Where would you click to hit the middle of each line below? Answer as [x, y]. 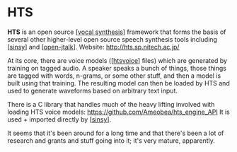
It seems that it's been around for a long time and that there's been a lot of [116, 133]
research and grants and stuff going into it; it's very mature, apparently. [111, 140]
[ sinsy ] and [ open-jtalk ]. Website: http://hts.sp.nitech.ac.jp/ [93, 47]
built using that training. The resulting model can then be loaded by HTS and [118, 83]
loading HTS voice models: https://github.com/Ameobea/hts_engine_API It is [118, 112]
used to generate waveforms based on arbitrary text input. [93, 90]
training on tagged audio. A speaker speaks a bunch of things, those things [117, 68]
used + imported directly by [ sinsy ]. [59, 119]
